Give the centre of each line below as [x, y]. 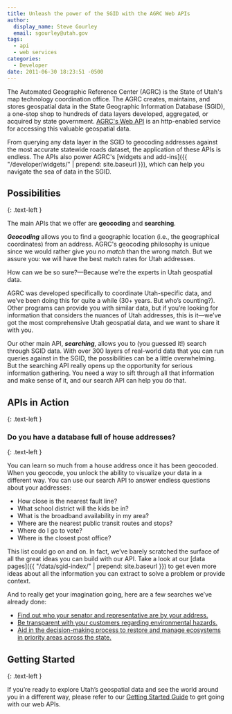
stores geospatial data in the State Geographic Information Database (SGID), [116, 106]
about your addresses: [39, 488]
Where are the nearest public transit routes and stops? [95, 523]
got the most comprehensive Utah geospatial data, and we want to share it [114, 323]
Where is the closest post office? [64, 538]
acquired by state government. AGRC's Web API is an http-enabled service [114, 121]
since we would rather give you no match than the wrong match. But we [110, 251]
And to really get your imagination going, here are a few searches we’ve [110, 595]
